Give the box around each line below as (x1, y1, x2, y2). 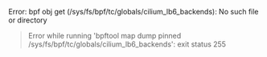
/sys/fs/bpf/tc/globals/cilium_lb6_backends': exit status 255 (27, 39, 227, 49)
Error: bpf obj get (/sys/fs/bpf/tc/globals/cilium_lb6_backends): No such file (8, 7, 259, 16)
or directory (8, 15, 47, 25)
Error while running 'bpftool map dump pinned (27, 31, 182, 40)
